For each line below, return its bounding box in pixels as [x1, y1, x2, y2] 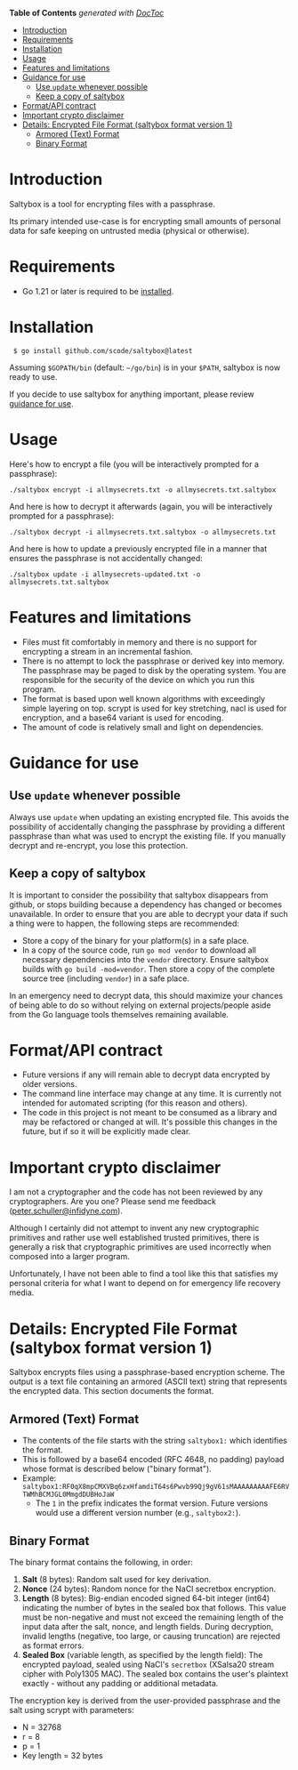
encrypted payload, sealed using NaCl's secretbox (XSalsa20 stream [21, 1659, 275, 1669]
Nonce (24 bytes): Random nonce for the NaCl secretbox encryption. [21, 1583, 277, 1594]
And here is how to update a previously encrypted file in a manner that [9, 543, 268, 554]
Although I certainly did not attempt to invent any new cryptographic [9, 1223, 260, 1234]
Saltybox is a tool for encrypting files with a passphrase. [9, 198, 215, 209]
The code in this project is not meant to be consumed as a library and [21, 1107, 278, 1118]
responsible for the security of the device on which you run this [21, 674, 255, 685]
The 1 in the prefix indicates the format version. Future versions [35, 1498, 269, 1509]
